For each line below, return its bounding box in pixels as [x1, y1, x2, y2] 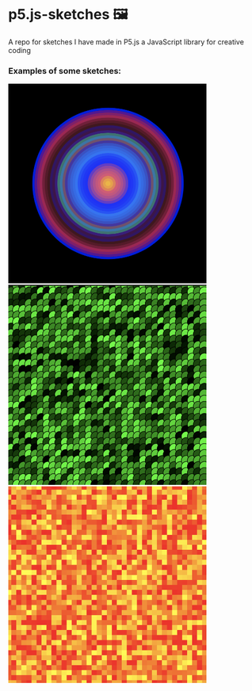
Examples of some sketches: [8, 65, 121, 76]
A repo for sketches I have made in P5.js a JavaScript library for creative [8, 36, 244, 47]
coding [8, 45, 32, 55]
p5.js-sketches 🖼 [8, 6, 128, 24]
